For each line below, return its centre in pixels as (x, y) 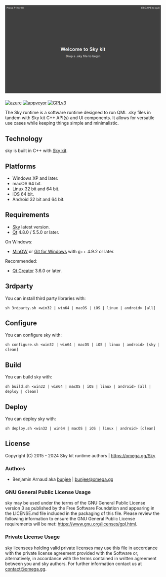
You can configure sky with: (34, 335)
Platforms (21, 166)
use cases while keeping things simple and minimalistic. (62, 123)
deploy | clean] (22, 392)
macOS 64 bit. (27, 183)
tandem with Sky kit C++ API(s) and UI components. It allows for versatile (80, 118)
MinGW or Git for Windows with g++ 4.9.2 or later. (63, 251)
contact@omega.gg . (26, 569)
